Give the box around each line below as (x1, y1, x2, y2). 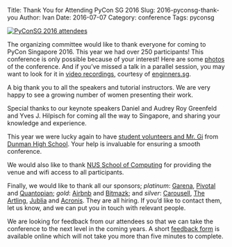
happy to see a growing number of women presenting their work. (7, 90, 193, 99)
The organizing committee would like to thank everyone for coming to (7, 40, 206, 48)
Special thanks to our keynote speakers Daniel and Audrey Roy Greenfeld (7, 104, 217, 112)
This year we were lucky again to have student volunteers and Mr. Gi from (7, 132, 219, 141)
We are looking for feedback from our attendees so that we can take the (7, 217, 214, 225)
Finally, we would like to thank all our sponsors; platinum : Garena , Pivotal (7, 182, 216, 190)
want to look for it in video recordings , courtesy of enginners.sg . (7, 70, 192, 78)
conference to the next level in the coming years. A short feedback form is (7, 225, 220, 232)
